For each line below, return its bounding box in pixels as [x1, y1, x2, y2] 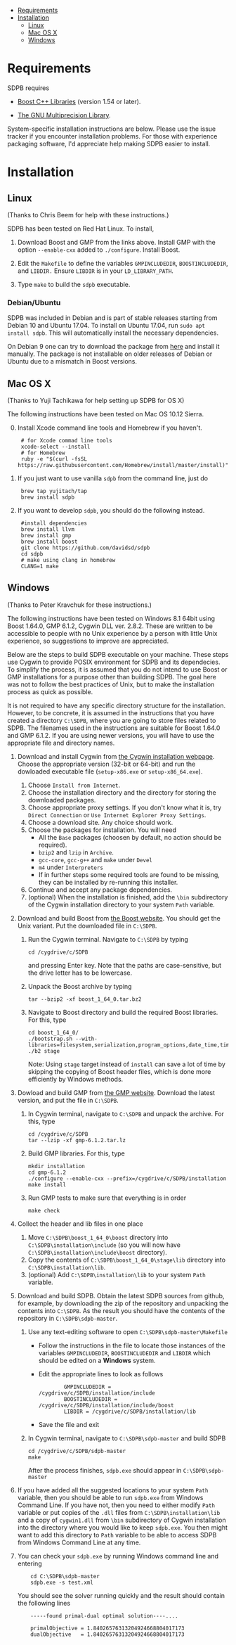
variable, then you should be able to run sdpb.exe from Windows [17, 1493, 204, 1502]
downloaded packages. [27, 795, 96, 804]
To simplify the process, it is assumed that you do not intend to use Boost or [7, 665, 228, 674]
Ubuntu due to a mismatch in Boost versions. [7, 357, 138, 366]
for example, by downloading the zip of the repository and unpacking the [17, 1299, 229, 1307]
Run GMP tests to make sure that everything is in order [27, 1193, 187, 1202]
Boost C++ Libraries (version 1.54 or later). [17, 97, 141, 105]
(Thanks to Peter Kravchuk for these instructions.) [7, 601, 152, 609]
